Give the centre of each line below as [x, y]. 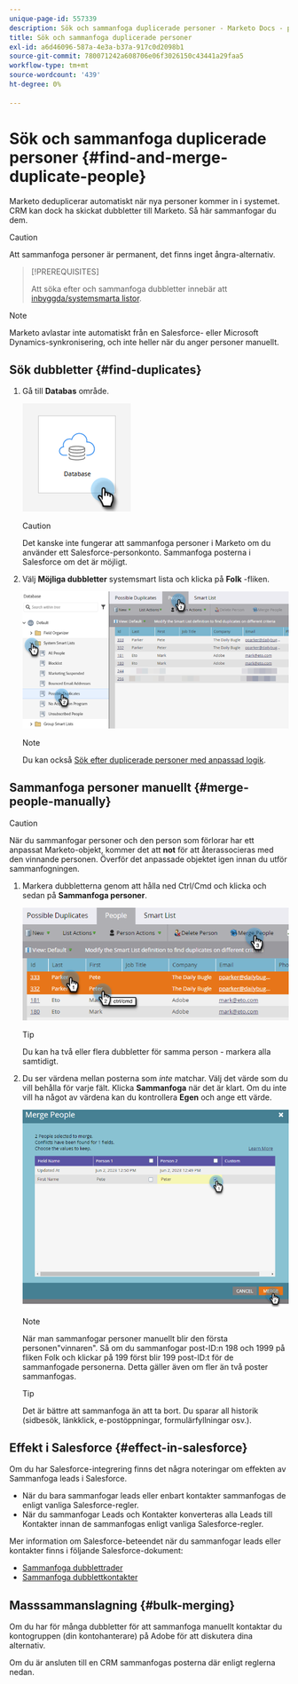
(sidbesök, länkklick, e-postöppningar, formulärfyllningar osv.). [137, 1419]
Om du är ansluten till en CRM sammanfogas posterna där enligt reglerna [142, 1663]
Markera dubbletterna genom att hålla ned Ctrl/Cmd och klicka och [144, 885]
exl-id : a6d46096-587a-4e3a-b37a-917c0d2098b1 [97, 47]
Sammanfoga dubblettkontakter [80, 1577]
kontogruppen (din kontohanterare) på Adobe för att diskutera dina [131, 1636]
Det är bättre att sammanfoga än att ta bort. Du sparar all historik [140, 1411]
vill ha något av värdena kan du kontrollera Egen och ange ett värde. [147, 1097]
